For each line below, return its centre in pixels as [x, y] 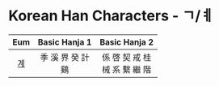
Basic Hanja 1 [65, 42]
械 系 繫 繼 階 [127, 69]
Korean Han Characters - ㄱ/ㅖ [111, 16]
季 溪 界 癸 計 [65, 57]
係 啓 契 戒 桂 [127, 57]
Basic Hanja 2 [126, 42]
